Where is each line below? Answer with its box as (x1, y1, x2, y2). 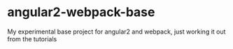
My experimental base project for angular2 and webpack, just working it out (7, 27, 226, 36)
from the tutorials (7, 34, 57, 43)
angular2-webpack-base (7, 4, 155, 20)
